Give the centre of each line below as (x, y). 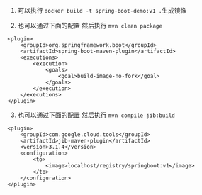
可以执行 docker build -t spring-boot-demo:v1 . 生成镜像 (102, 10)
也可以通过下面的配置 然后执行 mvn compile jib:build (96, 115)
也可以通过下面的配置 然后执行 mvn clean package (90, 26)
